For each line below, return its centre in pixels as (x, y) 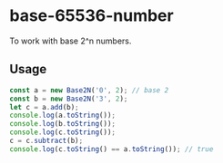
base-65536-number (92, 16)
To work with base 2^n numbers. (71, 41)
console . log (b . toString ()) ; (63, 124)
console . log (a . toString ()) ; (63, 115)
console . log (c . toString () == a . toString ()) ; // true (111, 149)
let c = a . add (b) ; (44, 107)
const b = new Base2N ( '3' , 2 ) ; (69, 99)
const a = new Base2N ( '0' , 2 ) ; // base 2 (89, 90)
